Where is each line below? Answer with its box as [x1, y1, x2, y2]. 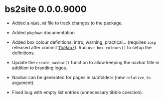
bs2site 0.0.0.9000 [4, 3, 87, 15]
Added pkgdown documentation [11, 29, 75, 35]
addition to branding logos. [11, 65, 68, 71]
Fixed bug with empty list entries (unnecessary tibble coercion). [11, 89, 143, 95]
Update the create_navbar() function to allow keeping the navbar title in [11, 59, 160, 65]
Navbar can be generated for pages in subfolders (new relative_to [11, 74, 151, 80]
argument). [11, 80, 35, 86]
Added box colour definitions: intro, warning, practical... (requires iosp [11, 39, 157, 45]
